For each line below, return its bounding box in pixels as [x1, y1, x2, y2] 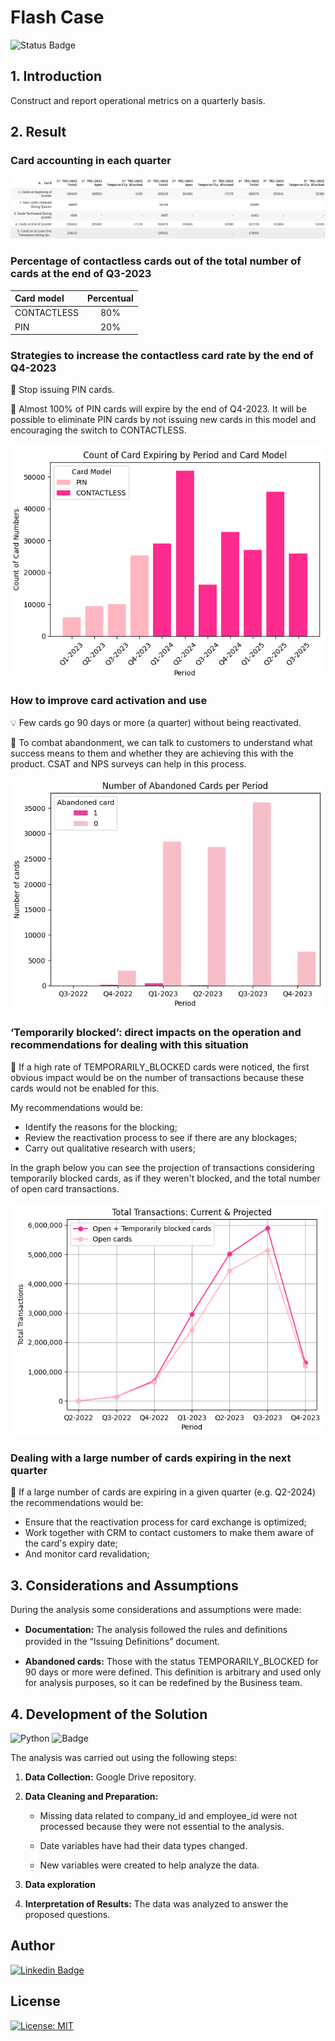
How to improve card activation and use [10, 694, 208, 708]
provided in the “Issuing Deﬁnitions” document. [24, 1636, 220, 1648]
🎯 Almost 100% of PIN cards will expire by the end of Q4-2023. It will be [10, 403, 307, 415]
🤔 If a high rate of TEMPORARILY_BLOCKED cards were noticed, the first [10, 1061, 310, 1073]
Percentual [87, 292, 134, 305]
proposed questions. [24, 1908, 111, 1920]
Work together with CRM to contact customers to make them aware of [24, 1527, 315, 1539]
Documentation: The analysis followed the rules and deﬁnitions [24, 1624, 288, 1636]
